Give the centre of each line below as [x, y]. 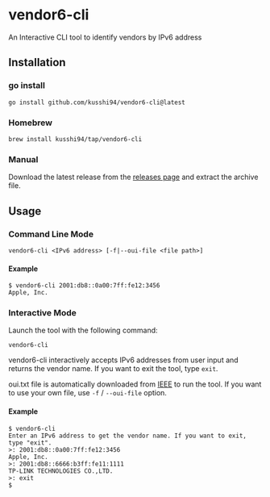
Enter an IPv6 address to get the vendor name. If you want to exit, [128, 436]
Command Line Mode [51, 234]
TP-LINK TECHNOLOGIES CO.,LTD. [61, 471]
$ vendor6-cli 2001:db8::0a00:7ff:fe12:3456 [84, 286]
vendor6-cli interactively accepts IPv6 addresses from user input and [124, 360]
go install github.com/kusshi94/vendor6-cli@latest [97, 102]
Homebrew [30, 123]
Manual [23, 159]
